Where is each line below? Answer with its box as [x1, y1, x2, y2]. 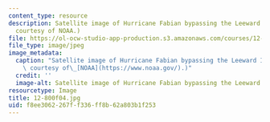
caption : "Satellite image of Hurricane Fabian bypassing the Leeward [15, 57, 257, 65]
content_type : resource [8, 11, 88, 20]
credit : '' [15, 71, 52, 79]
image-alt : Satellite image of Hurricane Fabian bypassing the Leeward [15, 79, 261, 87]
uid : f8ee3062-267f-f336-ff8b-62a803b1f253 [8, 101, 157, 109]
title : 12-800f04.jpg [8, 94, 81, 102]
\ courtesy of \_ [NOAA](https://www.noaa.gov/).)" [22, 64, 193, 72]
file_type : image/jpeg [8, 42, 84, 50]
